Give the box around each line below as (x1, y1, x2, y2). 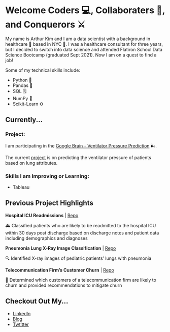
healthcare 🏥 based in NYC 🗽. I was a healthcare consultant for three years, (5, 41, 163, 47)
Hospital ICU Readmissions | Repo (5, 212, 79, 218)
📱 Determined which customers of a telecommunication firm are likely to (5, 277, 156, 283)
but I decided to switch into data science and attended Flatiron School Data (5, 46, 162, 52)
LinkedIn (12, 310, 31, 316)
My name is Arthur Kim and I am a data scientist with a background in (5, 36, 151, 42)
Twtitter (12, 321, 29, 327)
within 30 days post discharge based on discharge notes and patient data (5, 230, 159, 236)
